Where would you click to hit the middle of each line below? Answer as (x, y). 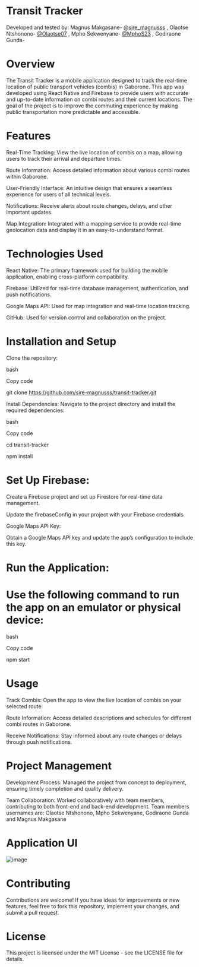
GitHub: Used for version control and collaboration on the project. (86, 317)
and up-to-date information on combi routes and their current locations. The (99, 99)
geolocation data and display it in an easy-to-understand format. (85, 230)
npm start (18, 660)
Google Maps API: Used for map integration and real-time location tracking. (99, 306)
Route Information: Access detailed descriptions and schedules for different (99, 718)
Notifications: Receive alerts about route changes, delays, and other (89, 205)
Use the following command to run (93, 595)
